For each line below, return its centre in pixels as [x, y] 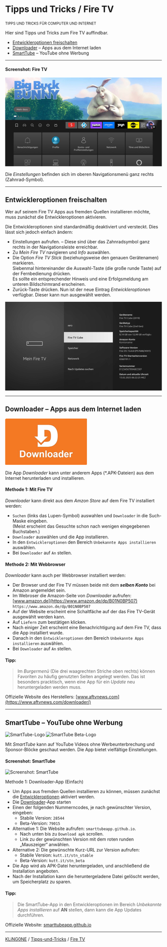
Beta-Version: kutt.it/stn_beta [52, 861]
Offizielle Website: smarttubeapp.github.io [48, 925]
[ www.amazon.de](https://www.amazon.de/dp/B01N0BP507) [75, 601]
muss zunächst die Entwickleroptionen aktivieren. [56, 217]
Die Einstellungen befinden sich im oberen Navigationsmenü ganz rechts [80, 174]
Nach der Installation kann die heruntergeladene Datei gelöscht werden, [86, 877]
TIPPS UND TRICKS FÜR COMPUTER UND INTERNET [51, 23]
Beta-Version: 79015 [40, 824]
